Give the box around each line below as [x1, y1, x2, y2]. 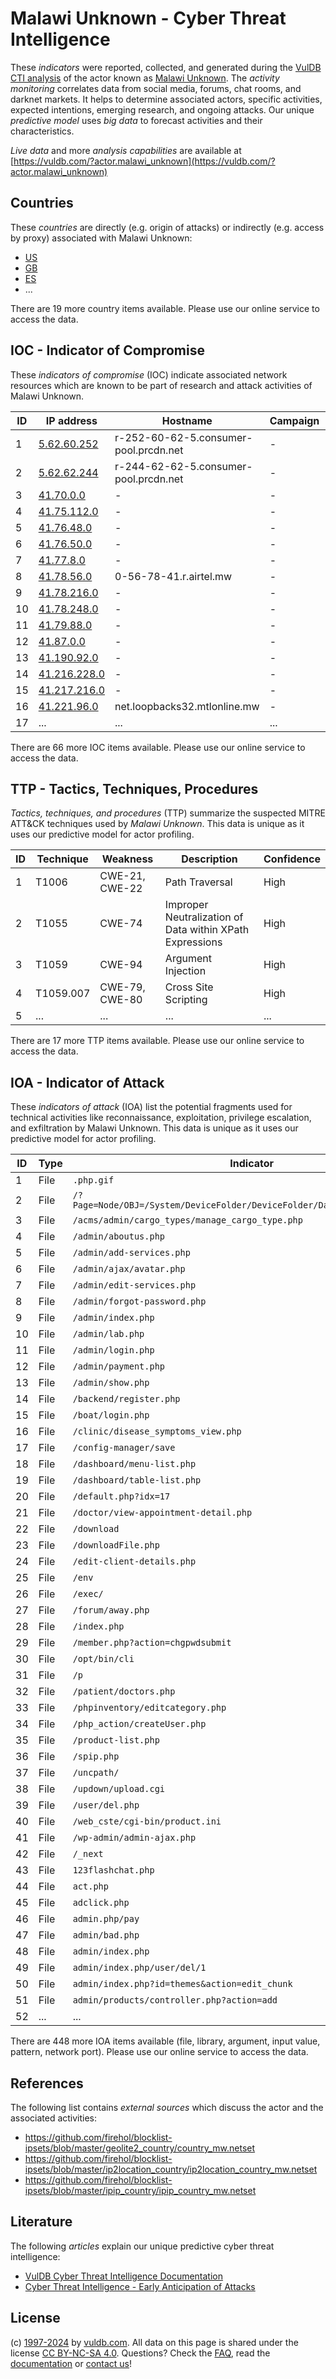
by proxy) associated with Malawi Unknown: [10, 232, 193, 244]
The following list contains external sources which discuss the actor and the [10, 2102, 324, 2113]
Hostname [161, 413, 213, 427]
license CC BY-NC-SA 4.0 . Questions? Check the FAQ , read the [10, 2347, 271, 2359]
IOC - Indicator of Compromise [10, 342, 205, 359]
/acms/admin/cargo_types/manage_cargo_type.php [72, 1215, 303, 1226]
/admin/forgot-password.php [72, 1296, 207, 1307]
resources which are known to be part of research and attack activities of [10, 379, 313, 391]
